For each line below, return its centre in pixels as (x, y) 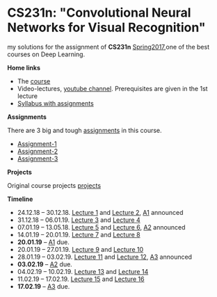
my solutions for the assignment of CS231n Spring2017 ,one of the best (108, 47)
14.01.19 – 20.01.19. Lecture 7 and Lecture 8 (79, 234)
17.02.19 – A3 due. (43, 286)
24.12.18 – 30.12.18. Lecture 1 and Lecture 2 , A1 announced (100, 212)
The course (34, 81)
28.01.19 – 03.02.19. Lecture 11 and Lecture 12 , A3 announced (105, 257)
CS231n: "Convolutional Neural (99, 13)
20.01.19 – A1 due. (43, 242)
